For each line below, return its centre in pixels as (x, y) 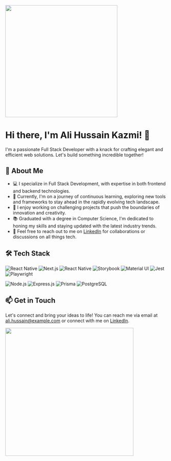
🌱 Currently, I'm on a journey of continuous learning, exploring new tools (89, 196)
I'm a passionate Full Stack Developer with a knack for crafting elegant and (84, 149)
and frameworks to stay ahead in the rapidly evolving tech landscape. (86, 202)
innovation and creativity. (39, 213)
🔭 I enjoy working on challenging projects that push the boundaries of (86, 207)
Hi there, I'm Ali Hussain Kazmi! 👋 (78, 135)
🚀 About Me (24, 171)
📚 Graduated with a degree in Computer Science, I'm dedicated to (83, 218)
